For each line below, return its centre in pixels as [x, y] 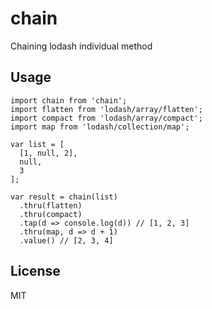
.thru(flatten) [51, 205]
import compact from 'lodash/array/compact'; [106, 118]
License [35, 271]
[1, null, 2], [48, 153]
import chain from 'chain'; [69, 100]
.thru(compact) [51, 214]
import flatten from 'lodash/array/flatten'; [106, 109]
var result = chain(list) [64, 197]
